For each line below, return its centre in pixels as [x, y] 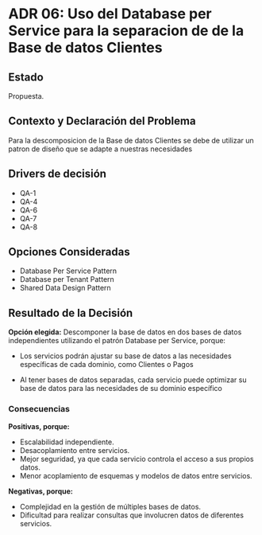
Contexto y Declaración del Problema [102, 121]
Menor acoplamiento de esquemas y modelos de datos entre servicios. [136, 475]
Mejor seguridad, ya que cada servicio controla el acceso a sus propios [137, 459]
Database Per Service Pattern [68, 271]
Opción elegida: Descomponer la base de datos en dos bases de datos [125, 332]
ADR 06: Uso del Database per [110, 14]
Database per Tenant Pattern [67, 279]
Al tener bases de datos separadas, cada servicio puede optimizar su [133, 380]
